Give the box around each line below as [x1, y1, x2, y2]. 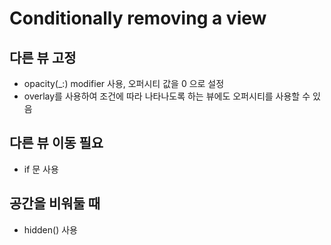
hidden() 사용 [23, 223, 78, 236]
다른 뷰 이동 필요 [9, 135, 104, 152]
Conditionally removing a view [9, 7, 267, 30]
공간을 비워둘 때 [9, 195, 101, 212]
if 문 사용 [23, 163, 59, 175]
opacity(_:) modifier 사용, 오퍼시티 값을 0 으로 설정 [23, 78, 225, 89]
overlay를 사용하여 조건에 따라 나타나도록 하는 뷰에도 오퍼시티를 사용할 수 [23, 90, 311, 102]
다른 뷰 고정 [9, 49, 77, 66]
